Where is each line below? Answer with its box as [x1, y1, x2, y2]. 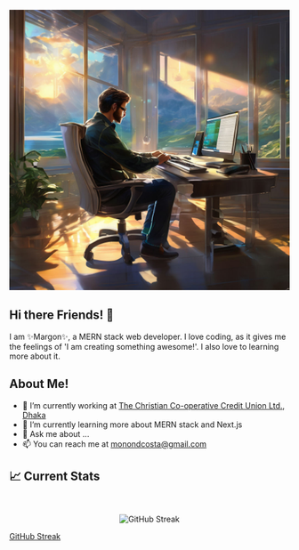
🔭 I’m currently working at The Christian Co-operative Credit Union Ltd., [21, 400, 286, 410]
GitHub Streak [9, 531, 61, 542]
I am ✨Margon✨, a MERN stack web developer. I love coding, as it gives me [9, 331, 287, 342]
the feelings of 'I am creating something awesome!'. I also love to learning [9, 341, 279, 352]
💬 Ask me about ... [21, 428, 90, 439]
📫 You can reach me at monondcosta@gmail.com [21, 438, 207, 449]
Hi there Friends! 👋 [9, 308, 114, 323]
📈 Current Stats [9, 469, 101, 484]
